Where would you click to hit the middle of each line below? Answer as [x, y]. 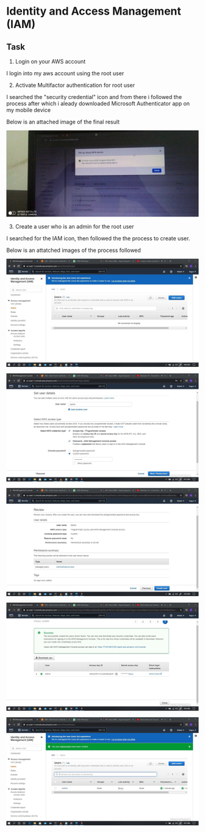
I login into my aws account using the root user [65, 73]
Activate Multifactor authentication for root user [75, 85]
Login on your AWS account [50, 61]
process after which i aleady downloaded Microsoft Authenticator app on [98, 103]
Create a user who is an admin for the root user [74, 227]
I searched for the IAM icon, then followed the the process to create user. [98, 238]
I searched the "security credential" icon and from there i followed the [94, 97]
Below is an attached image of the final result [63, 122]
